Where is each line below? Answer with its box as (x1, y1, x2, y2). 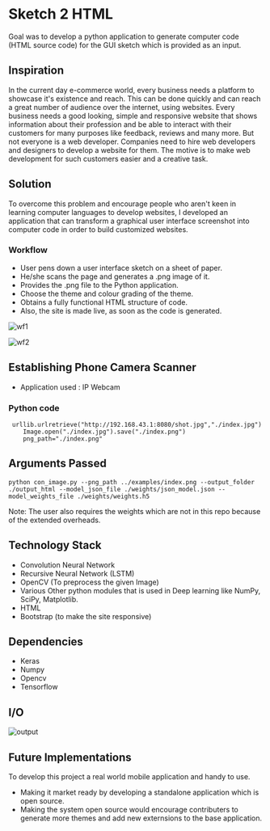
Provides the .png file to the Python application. (19, 280, 179, 289)
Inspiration (8, 64, 65, 78)
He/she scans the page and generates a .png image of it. (19, 272, 210, 281)
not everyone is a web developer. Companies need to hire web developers (8, 137, 256, 146)
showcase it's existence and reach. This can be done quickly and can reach (8, 94, 261, 103)
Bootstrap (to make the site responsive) (19, 611, 152, 621)
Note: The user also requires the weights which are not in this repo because (8, 506, 261, 516)
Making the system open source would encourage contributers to (19, 805, 238, 815)
